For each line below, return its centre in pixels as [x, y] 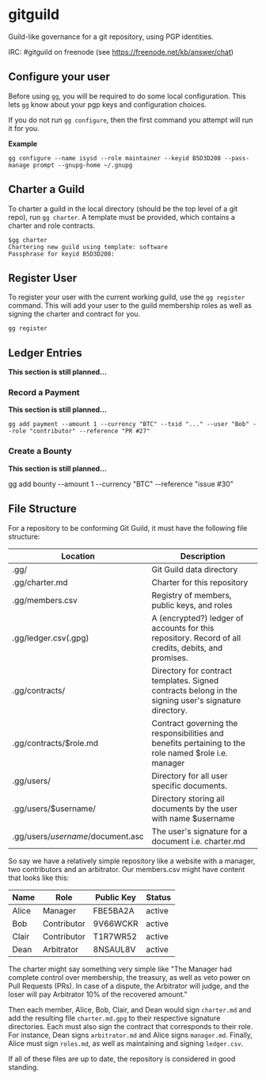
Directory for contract [192, 671]
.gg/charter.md [40, 582]
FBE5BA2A [114, 910]
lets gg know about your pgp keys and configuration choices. [108, 104]
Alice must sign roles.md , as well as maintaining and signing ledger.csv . [126, 1043]
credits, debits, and [187, 648]
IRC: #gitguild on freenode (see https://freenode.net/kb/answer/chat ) [121, 52]
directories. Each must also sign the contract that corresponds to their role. [131, 1026]
